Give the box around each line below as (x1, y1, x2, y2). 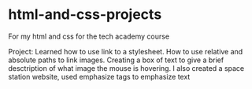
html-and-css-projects (8, 6, 162, 24)
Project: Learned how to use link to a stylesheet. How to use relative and (8, 46, 243, 56)
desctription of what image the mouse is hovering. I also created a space (8, 63, 245, 72)
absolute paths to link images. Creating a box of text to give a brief (8, 55, 224, 65)
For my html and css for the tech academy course (8, 32, 170, 41)
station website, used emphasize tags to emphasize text (8, 72, 191, 81)
